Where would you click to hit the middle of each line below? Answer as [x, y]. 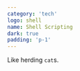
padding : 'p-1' [29, 40]
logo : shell [24, 20]
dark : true [23, 33]
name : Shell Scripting [40, 27]
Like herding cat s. [33, 60]
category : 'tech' [32, 14]
